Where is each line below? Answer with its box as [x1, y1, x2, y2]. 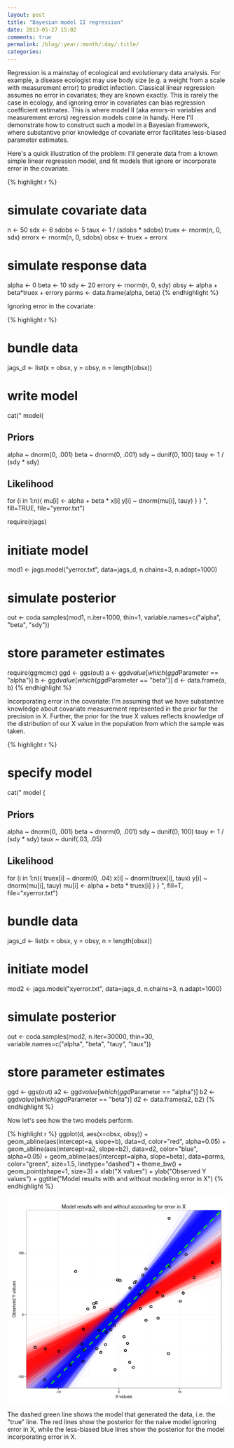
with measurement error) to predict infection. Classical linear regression [7, 84, 215, 91]
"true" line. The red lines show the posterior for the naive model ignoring [7, 1417, 217, 1426]
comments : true [7, 34, 52, 41]
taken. [7, 727, 26, 735]
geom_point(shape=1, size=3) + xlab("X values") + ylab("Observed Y [7, 1166, 207, 1176]
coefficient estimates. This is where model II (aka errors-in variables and [7, 106, 216, 114]
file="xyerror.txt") [7, 888, 58, 897]
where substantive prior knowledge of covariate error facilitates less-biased [7, 129, 226, 136]
